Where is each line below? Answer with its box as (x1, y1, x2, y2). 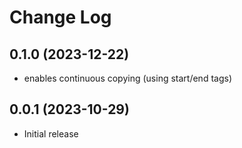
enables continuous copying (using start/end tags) (23, 72, 232, 84)
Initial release (23, 127, 79, 140)
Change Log (9, 6, 112, 29)
